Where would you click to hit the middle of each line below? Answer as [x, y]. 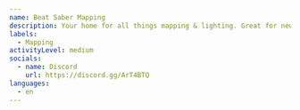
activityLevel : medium [51, 51]
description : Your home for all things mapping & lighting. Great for [143, 26]
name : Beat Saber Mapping [57, 17]
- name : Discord [47, 67]
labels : [24, 34]
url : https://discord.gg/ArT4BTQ [87, 75]
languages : [29, 83]
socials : [25, 59]
